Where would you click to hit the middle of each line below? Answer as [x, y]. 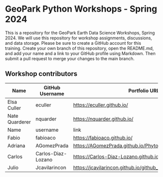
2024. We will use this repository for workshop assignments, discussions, [79, 38]
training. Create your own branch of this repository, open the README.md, [80, 48]
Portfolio [139, 90]
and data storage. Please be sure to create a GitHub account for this [73, 43]
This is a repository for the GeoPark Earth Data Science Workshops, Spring [80, 33]
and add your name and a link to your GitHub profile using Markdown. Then [80, 53]
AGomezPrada [52, 145]
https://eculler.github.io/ [101, 105]
